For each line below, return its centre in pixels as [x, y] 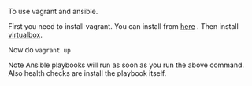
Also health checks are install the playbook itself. [87, 73]
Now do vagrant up [39, 50]
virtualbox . [26, 35]
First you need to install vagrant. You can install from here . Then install [123, 26]
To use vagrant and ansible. [53, 11]
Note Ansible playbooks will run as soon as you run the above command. [126, 65]
